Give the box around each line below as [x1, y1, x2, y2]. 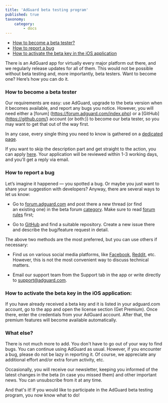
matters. [12, 262, 30, 268]
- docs [23, 26, 37, 31]
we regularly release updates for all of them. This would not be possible [5, 66, 153, 72]
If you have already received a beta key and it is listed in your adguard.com [5, 301, 160, 307]
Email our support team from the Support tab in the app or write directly [12, 272, 161, 278]
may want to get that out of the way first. [5, 121, 89, 127]
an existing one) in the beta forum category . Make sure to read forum [12, 206, 155, 212]
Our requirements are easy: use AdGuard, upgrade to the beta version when [5, 100, 162, 106]
